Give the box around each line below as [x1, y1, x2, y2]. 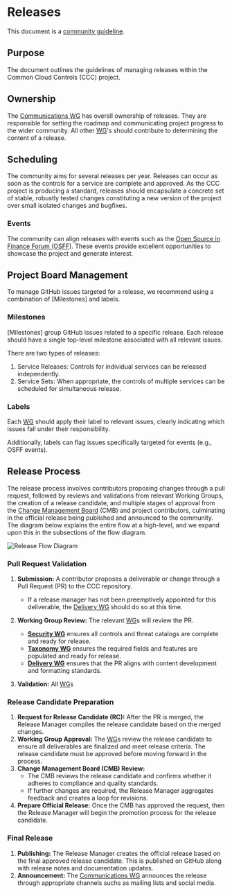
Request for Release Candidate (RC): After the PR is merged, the [17, 713, 204, 721]
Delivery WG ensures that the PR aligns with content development [27, 659, 217, 667]
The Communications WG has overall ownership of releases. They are [7, 112, 206, 120]
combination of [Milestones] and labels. [7, 295, 121, 304]
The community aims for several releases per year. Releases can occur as [7, 172, 218, 180]
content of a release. [7, 133, 66, 142]
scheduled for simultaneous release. [17, 384, 122, 392]
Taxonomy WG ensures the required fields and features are [27, 645, 198, 653]
